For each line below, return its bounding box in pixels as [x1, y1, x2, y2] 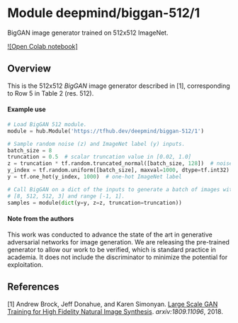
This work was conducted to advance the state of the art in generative [7, 230, 212, 239]
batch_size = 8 [7, 147, 52, 154]
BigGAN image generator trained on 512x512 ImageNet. [7, 28, 169, 37]
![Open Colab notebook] [7, 42, 78, 50]
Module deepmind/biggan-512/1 [7, 5, 200, 21]
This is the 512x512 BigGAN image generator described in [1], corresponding [7, 81, 230, 90]
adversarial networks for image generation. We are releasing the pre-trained [7, 237, 230, 246]
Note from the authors [7, 215, 74, 223]
